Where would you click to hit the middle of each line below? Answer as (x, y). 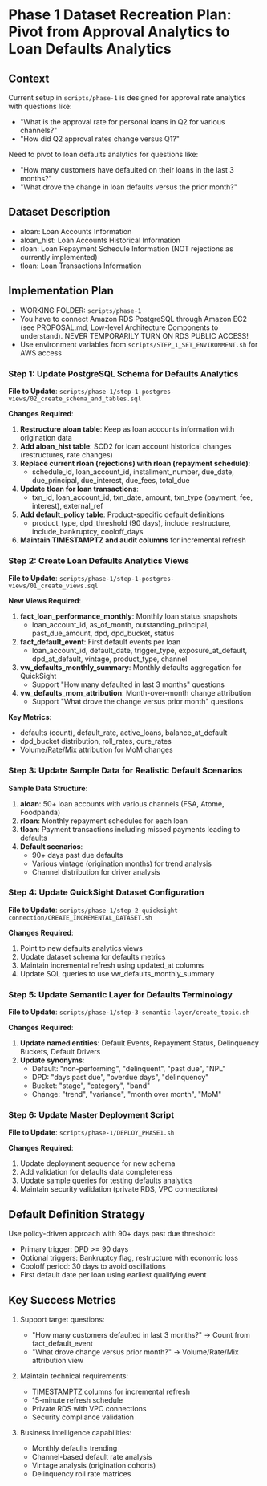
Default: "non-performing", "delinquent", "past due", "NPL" (129, 1069)
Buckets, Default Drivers (60, 1052)
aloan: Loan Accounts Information (76, 231)
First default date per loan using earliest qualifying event (113, 1275)
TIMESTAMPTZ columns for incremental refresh (111, 1392)
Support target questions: (62, 1320)
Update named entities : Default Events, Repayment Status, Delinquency (139, 1043)
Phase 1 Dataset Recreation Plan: (120, 15)
